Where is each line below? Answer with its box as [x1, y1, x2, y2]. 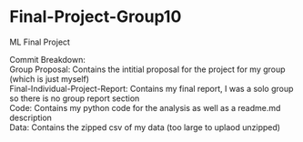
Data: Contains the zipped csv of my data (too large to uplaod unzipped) [9, 121, 280, 133]
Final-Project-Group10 [9, 6, 182, 27]
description [9, 112, 53, 123]
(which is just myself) [9, 73, 89, 84]
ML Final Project [9, 36, 71, 47]
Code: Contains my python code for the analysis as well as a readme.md [9, 102, 281, 113]
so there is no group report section [9, 93, 140, 104]
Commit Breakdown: [9, 54, 86, 65]
